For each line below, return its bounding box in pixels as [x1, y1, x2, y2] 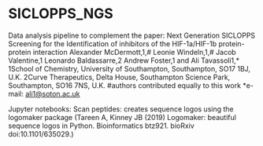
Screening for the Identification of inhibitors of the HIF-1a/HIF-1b [8, 38, 217, 48]
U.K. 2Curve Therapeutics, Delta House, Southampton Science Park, [8, 72, 231, 82]
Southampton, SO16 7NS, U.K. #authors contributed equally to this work [8, 80, 242, 90]
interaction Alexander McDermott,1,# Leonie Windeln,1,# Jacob [32, 47, 236, 57]
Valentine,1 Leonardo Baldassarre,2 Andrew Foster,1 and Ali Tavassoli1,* [8, 56, 240, 65]
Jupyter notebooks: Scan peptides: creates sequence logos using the [8, 104, 234, 114]
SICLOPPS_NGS [8, 5, 114, 23]
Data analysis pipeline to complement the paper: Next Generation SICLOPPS [8, 31, 256, 40]
